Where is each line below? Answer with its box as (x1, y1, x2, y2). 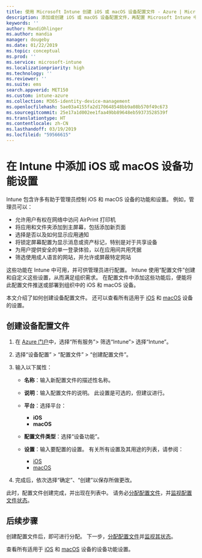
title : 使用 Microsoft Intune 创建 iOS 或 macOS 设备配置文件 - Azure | (6, 8, 182, 15)
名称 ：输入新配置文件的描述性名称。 (23, 376, 114, 384)
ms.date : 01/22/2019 (6, 43, 58, 49)
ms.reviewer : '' (6, 76, 47, 82)
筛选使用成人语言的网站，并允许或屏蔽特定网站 (14, 253, 131, 260)
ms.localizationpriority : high (6, 64, 85, 71)
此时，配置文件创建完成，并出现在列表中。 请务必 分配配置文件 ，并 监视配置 (6, 489, 192, 496)
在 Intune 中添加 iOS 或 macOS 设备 (6, 160, 183, 173)
